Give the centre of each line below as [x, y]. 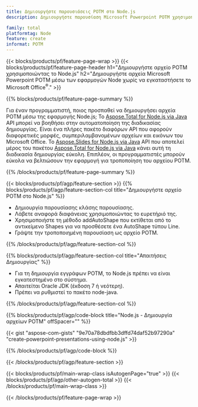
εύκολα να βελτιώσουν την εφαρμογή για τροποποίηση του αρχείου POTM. [99, 160]
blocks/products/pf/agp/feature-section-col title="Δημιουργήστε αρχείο [94, 189]
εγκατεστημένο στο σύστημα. [51, 279]
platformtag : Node [29, 33]
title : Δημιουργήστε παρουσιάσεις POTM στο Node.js [71, 12]
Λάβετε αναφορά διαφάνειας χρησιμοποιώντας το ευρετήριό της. [96, 214]
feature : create [26, 39]
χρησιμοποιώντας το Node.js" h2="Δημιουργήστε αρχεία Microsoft [88, 74]
